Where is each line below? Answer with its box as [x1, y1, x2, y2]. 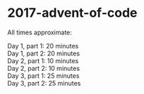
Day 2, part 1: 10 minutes [7, 56, 79, 65]
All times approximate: [7, 28, 73, 36]
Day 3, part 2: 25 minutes [7, 79, 81, 87]
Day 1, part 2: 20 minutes [7, 49, 80, 58]
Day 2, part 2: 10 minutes [7, 64, 80, 72]
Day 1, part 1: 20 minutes [7, 41, 79, 50]
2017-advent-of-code [7, 5, 138, 21]
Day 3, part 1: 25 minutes [7, 72, 80, 80]
